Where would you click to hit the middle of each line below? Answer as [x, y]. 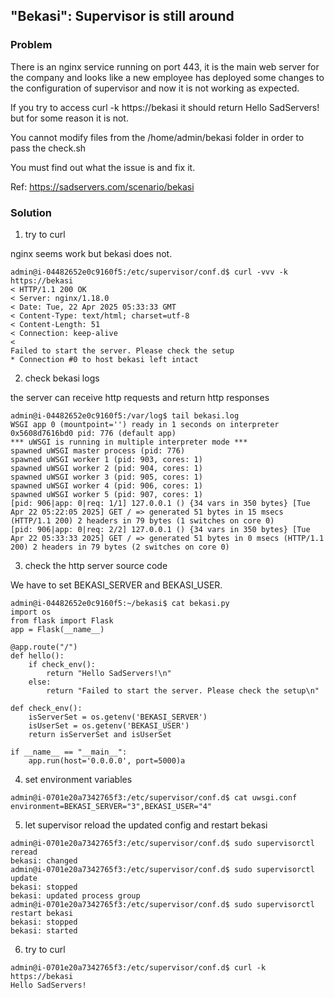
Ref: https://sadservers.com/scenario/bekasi [102, 186]
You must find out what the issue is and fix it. [103, 167]
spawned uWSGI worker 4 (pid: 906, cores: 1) [106, 485]
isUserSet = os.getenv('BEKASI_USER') [109, 725]
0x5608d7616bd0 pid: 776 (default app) [93, 433]
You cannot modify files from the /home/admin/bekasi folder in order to [157, 137]
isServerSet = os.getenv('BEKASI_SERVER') [118, 717]
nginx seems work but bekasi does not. [91, 253]
